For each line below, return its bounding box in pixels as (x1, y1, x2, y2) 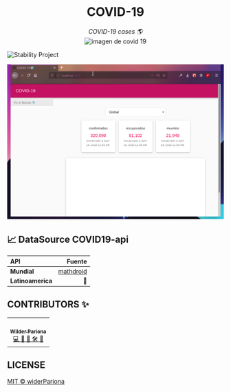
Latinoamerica (10, 276, 53, 285)
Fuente (66, 257, 87, 265)
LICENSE (7, 359, 46, 371)
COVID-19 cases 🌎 (88, 27, 143, 35)
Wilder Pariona (10, 328, 47, 336)
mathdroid (58, 267, 87, 275)
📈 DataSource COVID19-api (7, 233, 129, 245)
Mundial (10, 267, 34, 275)
